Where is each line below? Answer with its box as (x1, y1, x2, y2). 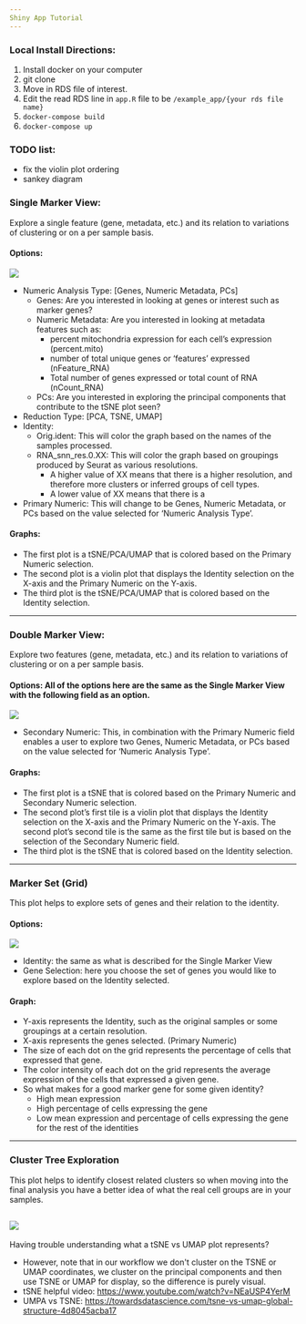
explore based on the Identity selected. (22, 975, 170, 986)
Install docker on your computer (22, 64, 143, 75)
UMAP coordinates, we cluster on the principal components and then (22, 1267, 282, 1278)
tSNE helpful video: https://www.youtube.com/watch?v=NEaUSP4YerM (22, 1286, 291, 1297)
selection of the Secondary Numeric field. (22, 836, 180, 847)
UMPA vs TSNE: (22, 1296, 84, 1307)
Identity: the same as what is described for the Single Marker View (22, 956, 273, 967)
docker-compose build (22, 112, 105, 121)
